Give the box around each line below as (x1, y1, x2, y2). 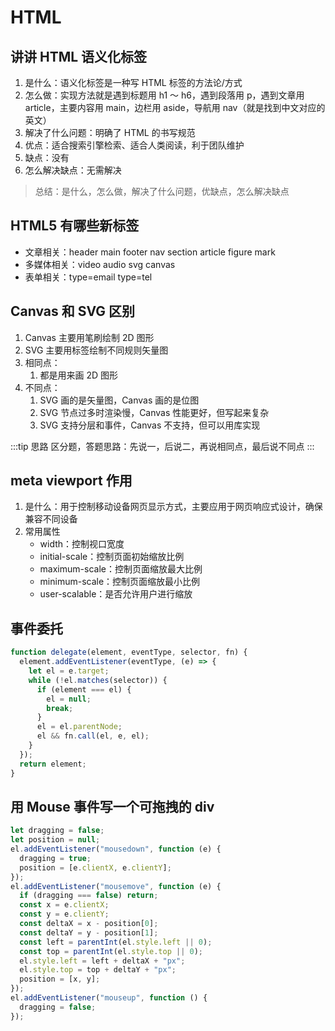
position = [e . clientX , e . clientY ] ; (19, 862, 172, 873)
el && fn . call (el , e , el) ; (36, 731, 150, 741)
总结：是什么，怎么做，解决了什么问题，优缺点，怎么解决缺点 (34, 186, 290, 197)
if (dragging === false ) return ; (19, 891, 159, 901)
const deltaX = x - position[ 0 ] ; (19, 919, 159, 929)
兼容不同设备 (24, 513, 78, 525)
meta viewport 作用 (10, 472, 133, 490)
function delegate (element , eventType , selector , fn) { (10, 647, 248, 658)
